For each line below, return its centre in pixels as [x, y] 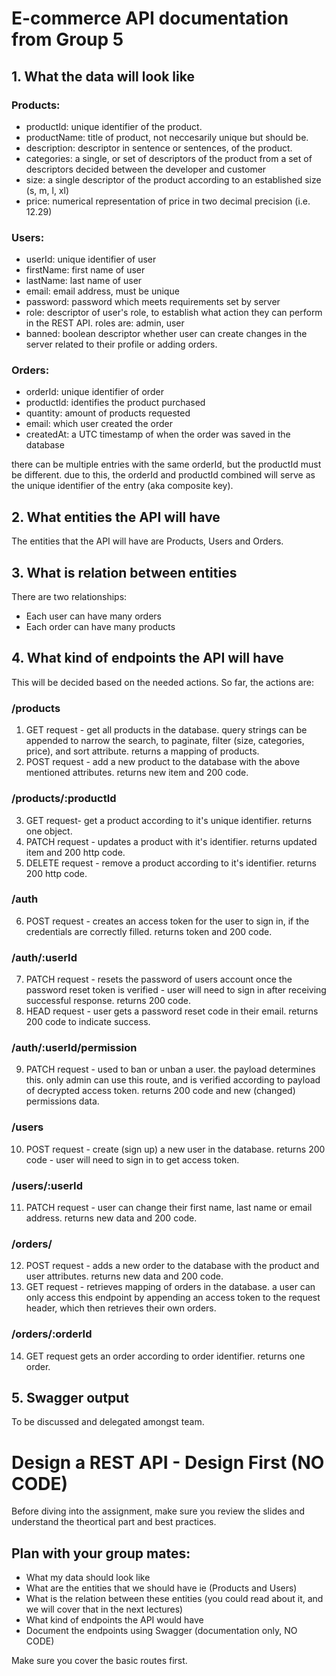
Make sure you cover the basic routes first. [99, 1661]
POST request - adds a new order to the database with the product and [172, 1266]
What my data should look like [88, 1578]
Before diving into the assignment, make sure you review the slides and [158, 1511]
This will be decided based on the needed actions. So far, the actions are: [162, 682]
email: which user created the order [99, 424]
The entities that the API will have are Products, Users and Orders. [147, 541]
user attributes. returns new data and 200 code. [124, 1276]
